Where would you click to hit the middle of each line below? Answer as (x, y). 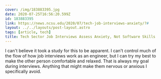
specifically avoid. (23, 71)
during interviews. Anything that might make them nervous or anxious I (76, 66)
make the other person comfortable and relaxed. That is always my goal (77, 61)
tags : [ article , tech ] (28, 32)
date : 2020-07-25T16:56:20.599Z (38, 14)
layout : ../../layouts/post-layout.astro (48, 28)
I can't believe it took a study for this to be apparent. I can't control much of (81, 50)
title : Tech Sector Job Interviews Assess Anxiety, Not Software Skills (80, 37)
